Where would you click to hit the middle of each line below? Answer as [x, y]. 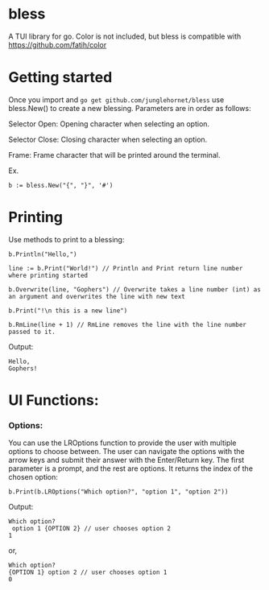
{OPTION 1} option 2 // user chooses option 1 [88, 572]
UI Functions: [54, 400]
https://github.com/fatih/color [58, 44]
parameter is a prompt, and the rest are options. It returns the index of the [131, 468]
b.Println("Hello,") [43, 254]
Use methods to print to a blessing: [66, 239]
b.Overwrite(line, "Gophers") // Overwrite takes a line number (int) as [135, 289]
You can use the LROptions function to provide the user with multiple [122, 443]
